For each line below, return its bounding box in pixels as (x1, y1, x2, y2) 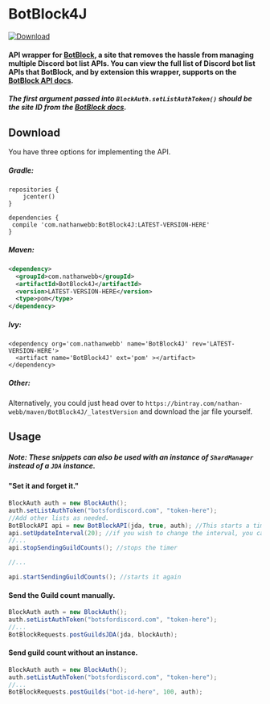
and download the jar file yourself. (139, 407, 253, 416)
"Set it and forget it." (8, 481, 79, 491)
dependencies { (8, 214, 59, 222)
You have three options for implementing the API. (8, 146, 171, 157)
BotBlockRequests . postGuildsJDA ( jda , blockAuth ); (8, 630, 178, 639)
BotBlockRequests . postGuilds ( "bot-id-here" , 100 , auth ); (8, 688, 203, 696)
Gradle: (8, 166, 35, 175)
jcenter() (22, 192, 56, 201)
